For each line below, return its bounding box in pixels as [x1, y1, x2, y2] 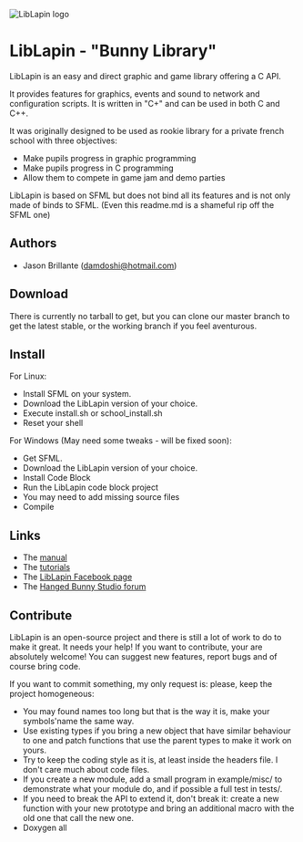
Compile [22, 502, 55, 513]
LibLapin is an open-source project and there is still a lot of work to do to [9, 632, 282, 642]
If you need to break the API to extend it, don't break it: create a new [22, 794, 279, 804]
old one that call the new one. [22, 813, 135, 823]
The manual [22, 552, 68, 563]
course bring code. [9, 661, 81, 671]
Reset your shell [22, 418, 84, 429]
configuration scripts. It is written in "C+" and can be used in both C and [9, 98, 280, 109]
